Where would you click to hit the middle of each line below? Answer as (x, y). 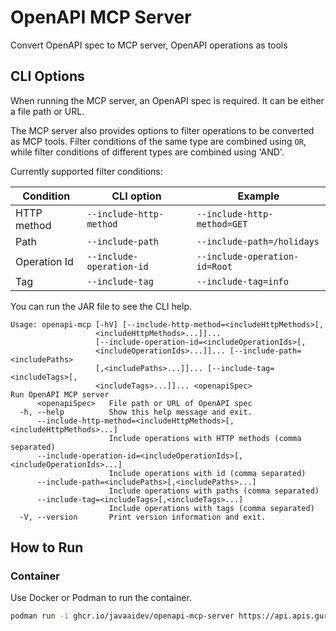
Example (258, 196)
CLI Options (47, 76)
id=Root (214, 266)
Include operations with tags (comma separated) (211, 508)
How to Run (47, 547)
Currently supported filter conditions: (86, 171)
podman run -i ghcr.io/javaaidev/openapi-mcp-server (122, 616)
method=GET (222, 224)
